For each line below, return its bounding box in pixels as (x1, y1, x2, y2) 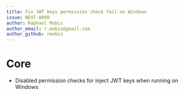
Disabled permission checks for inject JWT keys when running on (14, 77, 179, 84)
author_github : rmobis (6, 31, 63, 37)
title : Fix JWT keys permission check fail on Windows (6, 8, 147, 15)
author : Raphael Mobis (6, 20, 63, 26)
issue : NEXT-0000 (6, 14, 50, 20)
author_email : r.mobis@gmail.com (6, 25, 90, 32)
